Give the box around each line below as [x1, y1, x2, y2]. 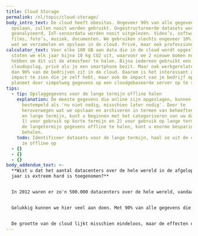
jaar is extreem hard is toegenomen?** [11, 173, 110, 179]
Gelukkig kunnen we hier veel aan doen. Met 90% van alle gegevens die [11, 205, 192, 211]
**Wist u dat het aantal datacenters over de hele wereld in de [11, 168, 173, 174]
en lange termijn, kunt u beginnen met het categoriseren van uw [21, 113, 186, 119]
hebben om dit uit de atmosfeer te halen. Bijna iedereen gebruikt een [11, 58, 192, 64]
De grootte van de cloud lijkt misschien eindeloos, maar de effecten [11, 221, 189, 227]
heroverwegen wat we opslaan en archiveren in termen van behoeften [21, 107, 194, 113]
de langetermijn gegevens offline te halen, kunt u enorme [21, 124, 170, 130]
